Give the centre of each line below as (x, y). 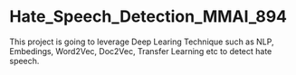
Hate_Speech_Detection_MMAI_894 (148, 17)
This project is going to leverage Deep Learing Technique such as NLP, (142, 42)
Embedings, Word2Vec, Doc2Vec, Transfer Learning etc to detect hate (141, 51)
